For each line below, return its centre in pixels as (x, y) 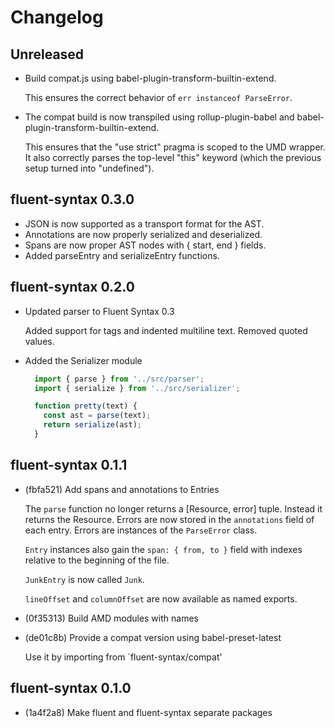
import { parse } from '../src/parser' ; (119, 379)
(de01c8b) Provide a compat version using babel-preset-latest (153, 637)
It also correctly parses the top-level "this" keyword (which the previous (173, 157)
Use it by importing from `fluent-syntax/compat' (123, 657)
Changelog (57, 17)
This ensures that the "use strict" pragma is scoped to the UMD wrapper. (175, 147)
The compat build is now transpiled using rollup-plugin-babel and (159, 117)
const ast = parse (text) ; (97, 416)
